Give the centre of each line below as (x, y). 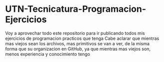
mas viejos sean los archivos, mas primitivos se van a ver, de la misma (77, 43)
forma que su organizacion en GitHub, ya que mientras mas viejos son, (78, 49)
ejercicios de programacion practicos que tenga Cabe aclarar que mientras (82, 38)
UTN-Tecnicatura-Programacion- (76, 9)
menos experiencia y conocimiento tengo (48, 54)
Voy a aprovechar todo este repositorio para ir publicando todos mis (75, 33)
